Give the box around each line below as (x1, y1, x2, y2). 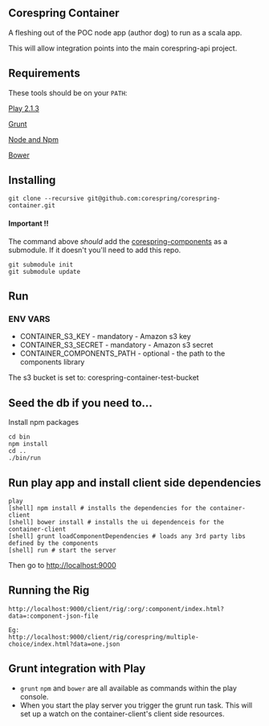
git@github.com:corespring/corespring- (87, 194, 221, 203)
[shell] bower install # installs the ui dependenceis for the (8, 518, 225, 526)
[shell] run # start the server (8, 546, 116, 554)
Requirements (8, 67, 80, 80)
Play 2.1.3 (8, 104, 40, 113)
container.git (8, 202, 56, 210)
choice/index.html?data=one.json (8, 640, 120, 648)
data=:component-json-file (8, 612, 99, 620)
